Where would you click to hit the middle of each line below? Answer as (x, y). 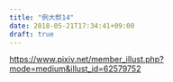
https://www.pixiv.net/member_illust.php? (86, 60)
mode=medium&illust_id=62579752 (75, 69)
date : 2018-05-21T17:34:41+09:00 (72, 26)
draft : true (32, 34)
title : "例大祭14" (42, 17)
